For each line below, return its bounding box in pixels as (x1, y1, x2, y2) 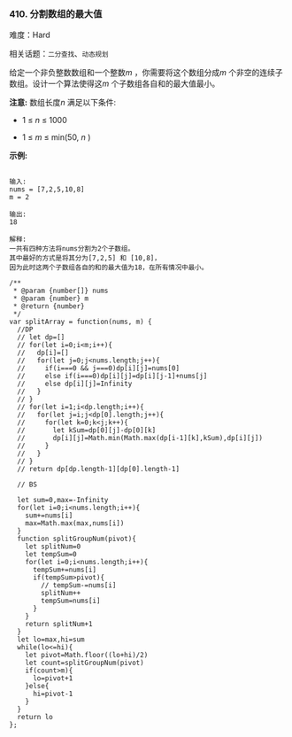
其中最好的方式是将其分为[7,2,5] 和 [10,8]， (9, 254, 161, 263)
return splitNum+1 (25, 620, 93, 629)
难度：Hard (9, 29, 50, 41)
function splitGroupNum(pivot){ (17, 534, 137, 544)
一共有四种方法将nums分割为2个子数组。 (9, 244, 135, 253)
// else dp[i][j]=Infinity (17, 379, 133, 389)
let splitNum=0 (25, 542, 81, 551)
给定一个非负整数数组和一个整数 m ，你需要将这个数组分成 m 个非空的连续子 (9, 67, 283, 78)
